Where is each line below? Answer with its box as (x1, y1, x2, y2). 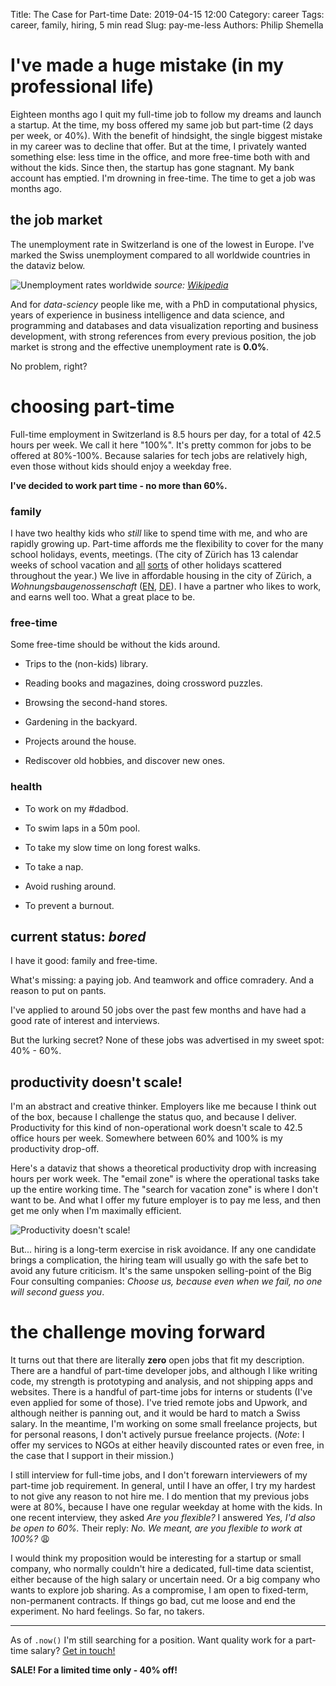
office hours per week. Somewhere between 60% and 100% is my (10, 1132, 283, 1144)
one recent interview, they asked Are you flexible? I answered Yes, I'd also (10, 1512, 316, 1524)
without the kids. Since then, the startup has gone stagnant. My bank (10, 161, 295, 173)
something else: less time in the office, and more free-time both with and (10, 150, 311, 163)
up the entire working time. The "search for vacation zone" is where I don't (10, 1184, 319, 1196)
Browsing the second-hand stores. (24, 697, 168, 709)
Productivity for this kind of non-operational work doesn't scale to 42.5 (10, 1122, 303, 1134)
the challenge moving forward (10, 1321, 266, 1344)
